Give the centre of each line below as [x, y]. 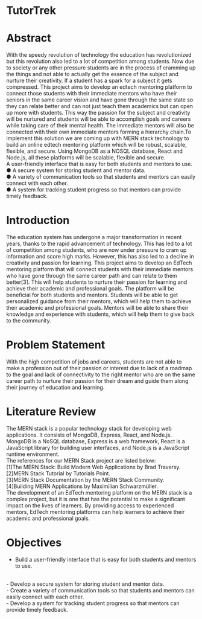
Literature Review [51, 412]
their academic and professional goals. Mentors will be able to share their [97, 308]
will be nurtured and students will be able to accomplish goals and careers [99, 119]
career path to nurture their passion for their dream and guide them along [97, 381]
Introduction [38, 220]
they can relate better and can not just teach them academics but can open [100, 106]
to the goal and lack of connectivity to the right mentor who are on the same [101, 374]
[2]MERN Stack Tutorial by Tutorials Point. [58, 473]
